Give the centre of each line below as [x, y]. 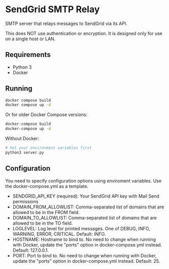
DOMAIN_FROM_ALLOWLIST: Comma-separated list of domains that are [88, 207]
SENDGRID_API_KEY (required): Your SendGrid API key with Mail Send [86, 196]
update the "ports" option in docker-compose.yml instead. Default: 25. [86, 261]
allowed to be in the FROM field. [46, 212]
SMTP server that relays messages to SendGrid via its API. [66, 23]
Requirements [28, 55]
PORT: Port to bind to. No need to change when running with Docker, [84, 255]
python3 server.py [25, 152]
